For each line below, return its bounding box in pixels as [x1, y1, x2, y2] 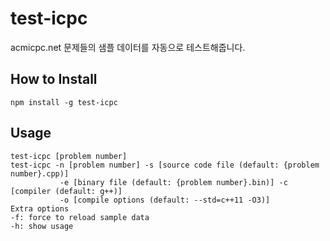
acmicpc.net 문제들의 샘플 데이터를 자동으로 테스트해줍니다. [10, 41, 246, 53]
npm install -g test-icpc [10, 97, 118, 107]
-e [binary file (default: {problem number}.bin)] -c [59, 177, 288, 187]
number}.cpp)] [10, 168, 70, 179]
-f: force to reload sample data [10, 212, 150, 222]
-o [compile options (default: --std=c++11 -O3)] [59, 195, 271, 205]
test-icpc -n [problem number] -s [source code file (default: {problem [10, 160, 320, 170]
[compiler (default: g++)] [10, 186, 123, 196]
